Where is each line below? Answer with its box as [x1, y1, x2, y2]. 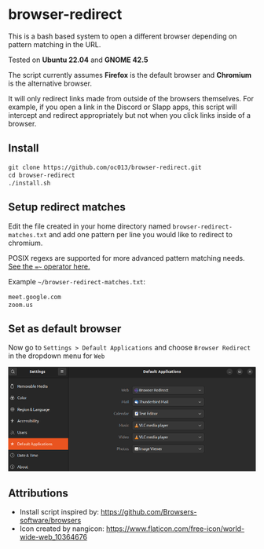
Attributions [8, 486, 69, 500]
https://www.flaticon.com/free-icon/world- [105, 524, 245, 533]
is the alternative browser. [8, 79, 93, 88]
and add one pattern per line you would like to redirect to [48, 229, 233, 239]
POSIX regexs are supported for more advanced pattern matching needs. [8, 253, 245, 262]
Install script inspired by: [19, 507, 100, 517]
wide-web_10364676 [19, 533, 88, 542]
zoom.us [8, 301, 34, 309]
